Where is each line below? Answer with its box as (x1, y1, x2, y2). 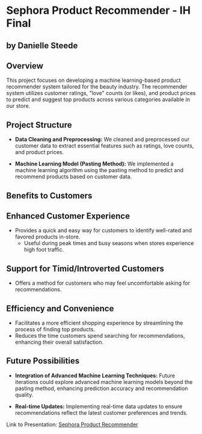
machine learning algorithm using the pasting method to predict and (14, 167, 184, 174)
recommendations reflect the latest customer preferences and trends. (14, 409, 188, 416)
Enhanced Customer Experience (6, 211, 130, 221)
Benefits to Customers (6, 190, 93, 200)
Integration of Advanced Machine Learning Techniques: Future (14, 371, 176, 379)
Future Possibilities (6, 356, 80, 366)
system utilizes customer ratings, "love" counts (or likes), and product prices (6, 90, 196, 97)
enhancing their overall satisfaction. (14, 338, 104, 346)
